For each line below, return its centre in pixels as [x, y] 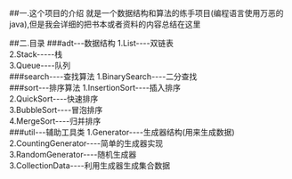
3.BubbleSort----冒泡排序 [56, 110]
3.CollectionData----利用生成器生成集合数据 [90, 166]
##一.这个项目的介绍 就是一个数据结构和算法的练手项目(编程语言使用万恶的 [146, 13]
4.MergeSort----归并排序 [55, 121]
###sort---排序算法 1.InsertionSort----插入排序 [95, 88]
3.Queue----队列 [40, 65]
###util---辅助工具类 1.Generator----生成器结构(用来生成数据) [122, 132]
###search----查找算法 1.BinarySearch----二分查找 [103, 77]
